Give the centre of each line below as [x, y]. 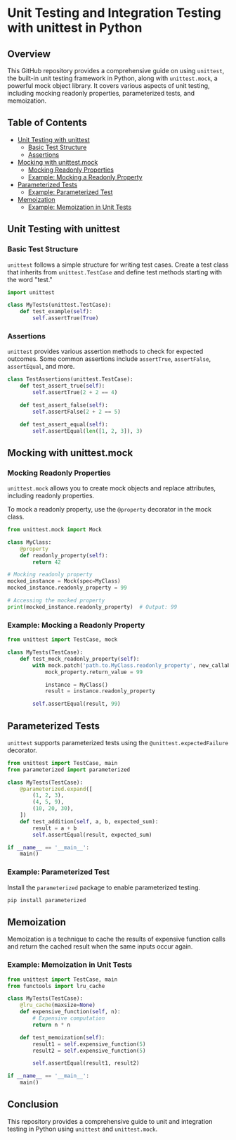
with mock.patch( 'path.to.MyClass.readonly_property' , [114, 665]
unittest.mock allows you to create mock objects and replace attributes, [112, 488]
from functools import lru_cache [56, 986]
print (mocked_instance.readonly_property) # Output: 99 [92, 607]
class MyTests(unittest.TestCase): [59, 305]
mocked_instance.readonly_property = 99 [67, 588]
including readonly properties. [51, 496]
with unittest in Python [75, 28]
